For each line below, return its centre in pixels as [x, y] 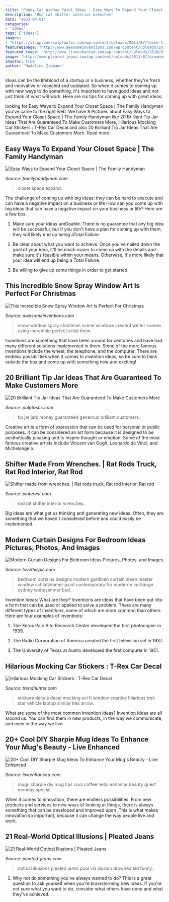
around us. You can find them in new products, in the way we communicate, [84, 718]
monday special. [34, 790]
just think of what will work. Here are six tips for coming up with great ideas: [84, 97]
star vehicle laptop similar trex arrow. [56, 703]
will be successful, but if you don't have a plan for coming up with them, [87, 229]
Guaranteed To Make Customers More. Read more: [58, 133]
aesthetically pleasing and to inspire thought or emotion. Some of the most [82, 437]
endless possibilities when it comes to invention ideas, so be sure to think [81, 356]
